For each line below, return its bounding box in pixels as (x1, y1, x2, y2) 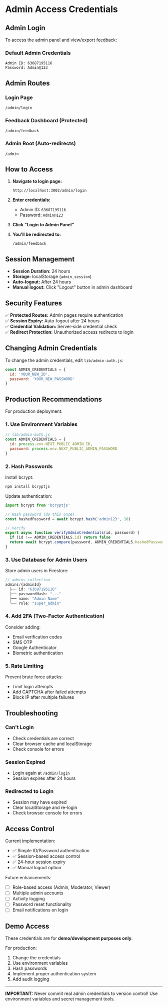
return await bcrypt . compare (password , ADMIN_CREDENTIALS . (9, 539, 135, 545)
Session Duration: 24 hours (12, 268, 70, 274)
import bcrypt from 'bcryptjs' (5, 503, 70, 508)
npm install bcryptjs (5, 484, 50, 489)
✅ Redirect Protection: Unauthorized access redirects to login (5, 329, 134, 335)
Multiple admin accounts (12, 890, 63, 896)
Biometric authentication (12, 650, 63, 656)
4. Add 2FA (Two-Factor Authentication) (5, 612, 105, 619)
